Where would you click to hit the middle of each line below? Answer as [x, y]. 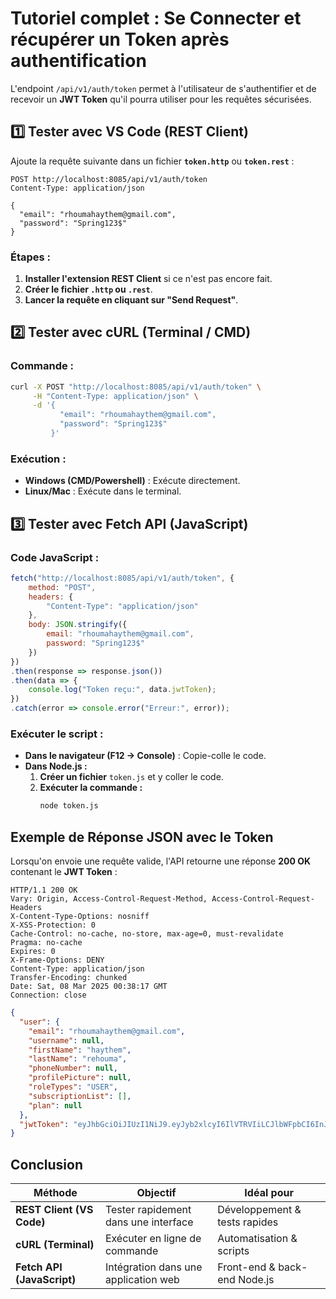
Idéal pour [269, 1193]
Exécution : [38, 459]
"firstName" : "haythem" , [80, 1050]
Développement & [259, 1210]
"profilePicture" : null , [80, 1078]
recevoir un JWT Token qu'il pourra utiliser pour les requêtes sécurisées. [161, 99]
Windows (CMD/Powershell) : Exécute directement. [132, 481]
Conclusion [47, 1164]
